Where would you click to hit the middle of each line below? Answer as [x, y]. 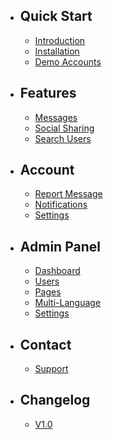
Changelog [55, 400]
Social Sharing [64, 128]
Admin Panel [60, 246]
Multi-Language [68, 303]
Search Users [63, 138]
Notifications [61, 205]
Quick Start [56, 16]
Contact [45, 344]
